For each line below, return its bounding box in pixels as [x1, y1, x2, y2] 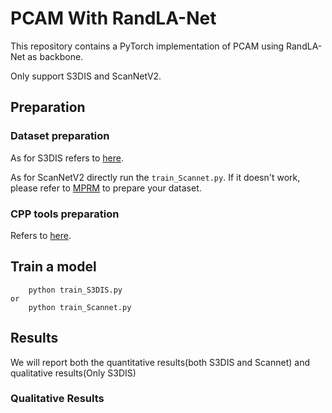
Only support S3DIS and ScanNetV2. [10, 70, 162, 82]
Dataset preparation [10, 129, 110, 143]
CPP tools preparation [10, 207, 120, 221]
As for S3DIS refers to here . [10, 152, 124, 164]
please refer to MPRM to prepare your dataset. [10, 182, 202, 194]
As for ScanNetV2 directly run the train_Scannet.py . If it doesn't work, [10, 171, 301, 183]
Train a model [10, 258, 97, 276]
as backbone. [27, 50, 84, 62]
